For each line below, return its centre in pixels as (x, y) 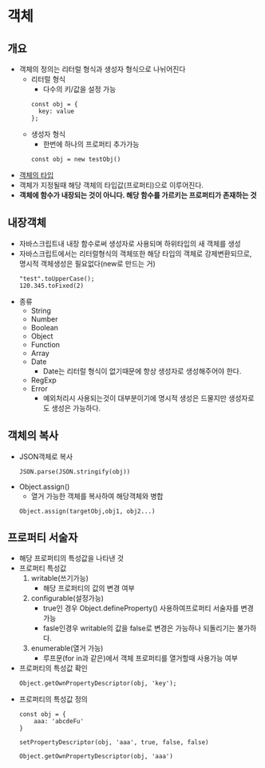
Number (44, 319)
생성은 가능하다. (76, 408)
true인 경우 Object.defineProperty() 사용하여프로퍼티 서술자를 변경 (148, 608)
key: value (56, 111)
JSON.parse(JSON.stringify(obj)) (75, 472)
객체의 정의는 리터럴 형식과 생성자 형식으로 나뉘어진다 (102, 69)
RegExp (44, 380)
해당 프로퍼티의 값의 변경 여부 (89, 588)
